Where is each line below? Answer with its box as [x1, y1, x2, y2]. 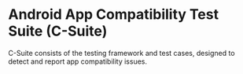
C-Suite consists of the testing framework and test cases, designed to [8, 48, 235, 57]
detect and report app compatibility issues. [8, 57, 148, 66]
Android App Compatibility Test [8, 6, 219, 24]
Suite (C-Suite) [8, 22, 108, 40]
